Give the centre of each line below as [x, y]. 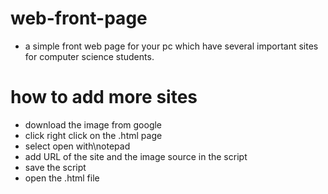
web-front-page [79, 18]
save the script [55, 167]
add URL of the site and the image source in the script [136, 156]
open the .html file [62, 178]
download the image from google [93, 124]
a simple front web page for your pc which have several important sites [171, 46]
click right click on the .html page [93, 135]
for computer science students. [89, 56]
